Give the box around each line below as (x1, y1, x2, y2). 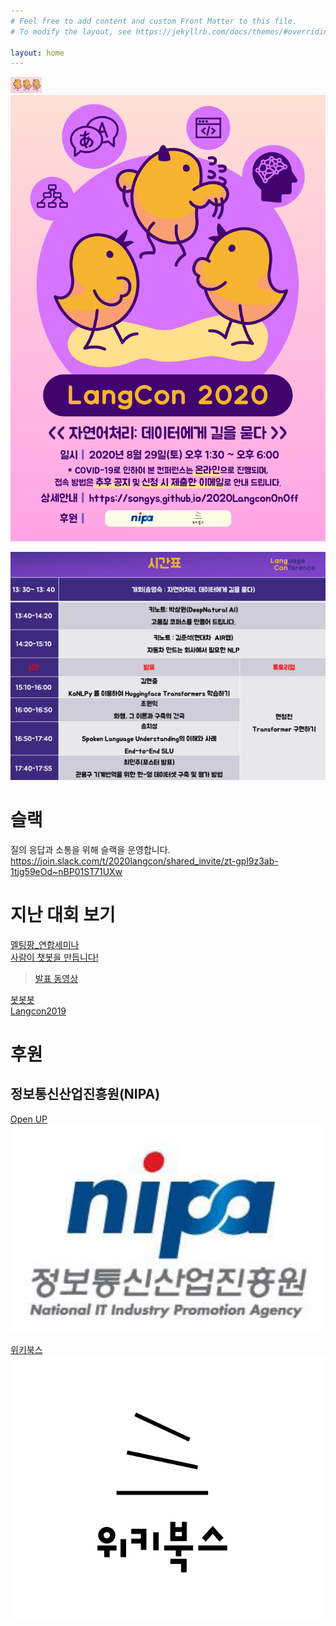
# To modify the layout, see (10, 26, 132, 37)
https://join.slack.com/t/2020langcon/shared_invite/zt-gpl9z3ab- (10, 855, 279, 867)
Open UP (10, 1113, 48, 1125)
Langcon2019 (10, 1005, 67, 1017)
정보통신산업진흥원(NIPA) (10, 1086, 161, 1103)
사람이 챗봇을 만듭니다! (10, 951, 99, 963)
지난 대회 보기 (10, 903, 116, 926)
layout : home (10, 48, 65, 58)
